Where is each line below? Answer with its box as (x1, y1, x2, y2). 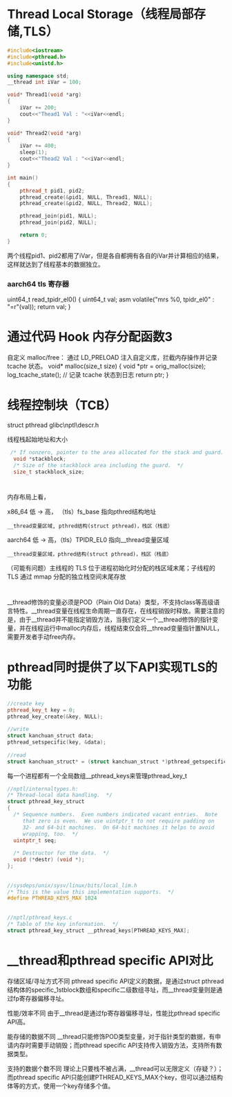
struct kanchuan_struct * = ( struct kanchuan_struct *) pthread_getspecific (7, 758, 227, 765)
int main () (7, 174, 39, 181)
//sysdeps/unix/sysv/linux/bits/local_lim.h (7, 881, 137, 889)
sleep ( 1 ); (19, 149, 48, 156)
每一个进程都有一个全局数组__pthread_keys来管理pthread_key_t (7, 771, 188, 780)
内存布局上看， (7, 493, 50, 501)
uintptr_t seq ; (13, 836, 57, 844)
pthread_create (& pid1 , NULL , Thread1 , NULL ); (19, 193, 153, 201)
